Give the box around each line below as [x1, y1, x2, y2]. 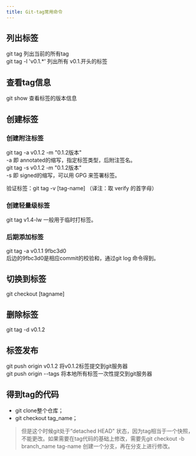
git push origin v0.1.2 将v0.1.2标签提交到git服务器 [6, 362, 128, 370]
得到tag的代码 [6, 390, 59, 400]
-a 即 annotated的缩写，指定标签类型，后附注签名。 [6, 156, 136, 164]
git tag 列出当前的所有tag [6, 50, 69, 58]
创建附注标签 [6, 134, 44, 142]
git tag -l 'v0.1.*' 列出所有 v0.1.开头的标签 [6, 58, 108, 65]
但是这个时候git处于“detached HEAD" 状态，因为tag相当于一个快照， [21, 427, 194, 435]
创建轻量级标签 [6, 201, 50, 210]
